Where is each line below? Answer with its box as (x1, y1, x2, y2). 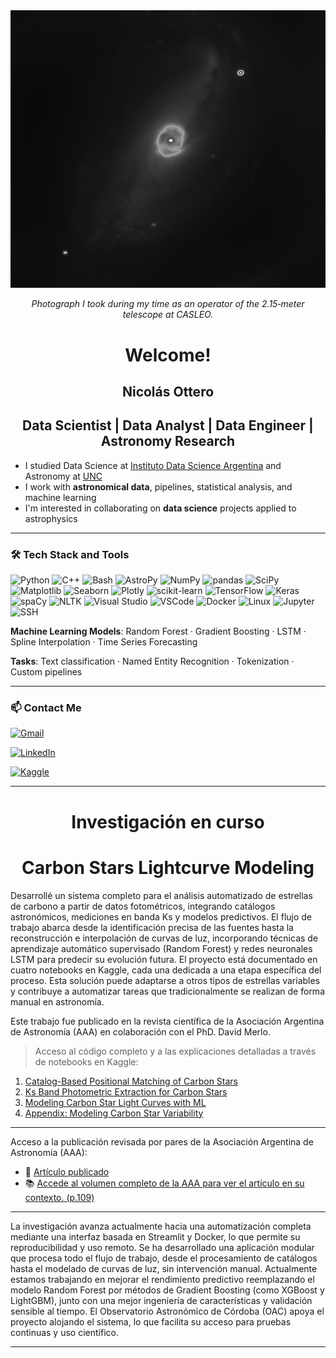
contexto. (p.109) (24, 1191, 95, 1203)
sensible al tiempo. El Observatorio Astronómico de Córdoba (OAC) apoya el (10, 1305, 325, 1317)
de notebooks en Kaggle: (34, 1055, 139, 1068)
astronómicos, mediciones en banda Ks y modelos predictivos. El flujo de (10, 910, 313, 923)
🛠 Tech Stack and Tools (10, 547, 130, 561)
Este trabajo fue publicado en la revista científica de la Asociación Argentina (10, 1015, 325, 1027)
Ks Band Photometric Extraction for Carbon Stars (24, 1085, 228, 1098)
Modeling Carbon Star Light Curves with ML (24, 1096, 207, 1108)
